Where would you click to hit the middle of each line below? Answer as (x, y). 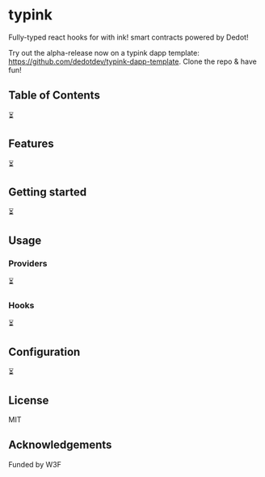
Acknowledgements (60, 445)
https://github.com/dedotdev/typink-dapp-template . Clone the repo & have (132, 61)
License (29, 400)
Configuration (44, 351)
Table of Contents (55, 96)
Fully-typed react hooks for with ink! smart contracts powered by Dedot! (128, 37)
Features (31, 144)
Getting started (48, 192)
